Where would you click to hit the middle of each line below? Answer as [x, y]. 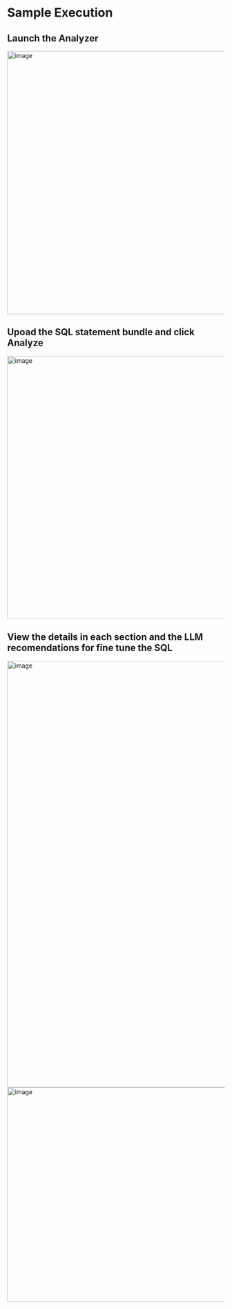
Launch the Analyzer [53, 38]
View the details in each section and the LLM [105, 637]
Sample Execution [60, 13]
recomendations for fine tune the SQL [90, 648]
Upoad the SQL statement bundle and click [101, 332]
